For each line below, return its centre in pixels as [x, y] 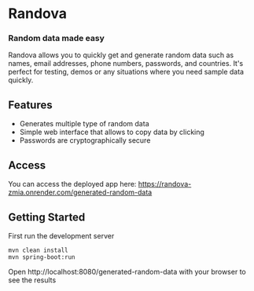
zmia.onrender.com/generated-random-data [80, 192]
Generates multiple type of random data [84, 124]
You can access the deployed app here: [72, 184]
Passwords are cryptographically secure [85, 140]
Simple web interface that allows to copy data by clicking [112, 132]
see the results [32, 280]
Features [30, 105]
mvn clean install [38, 250]
